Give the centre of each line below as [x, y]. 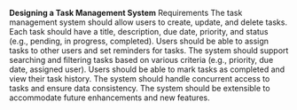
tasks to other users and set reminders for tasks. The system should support [149, 51]
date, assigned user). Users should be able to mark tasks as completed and [147, 69]
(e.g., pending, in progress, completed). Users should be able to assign [139, 41]
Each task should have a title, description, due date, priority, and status [139, 31]
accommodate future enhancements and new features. [109, 98]
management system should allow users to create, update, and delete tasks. [148, 22]
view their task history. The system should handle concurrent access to [140, 79]
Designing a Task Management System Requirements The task [126, 13]
